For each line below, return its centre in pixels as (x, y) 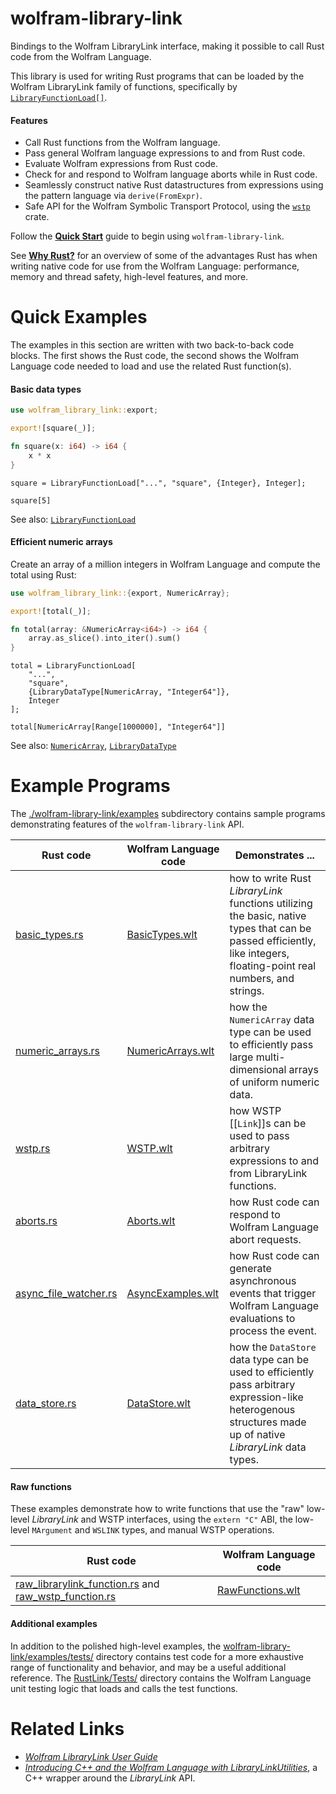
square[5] (31, 500)
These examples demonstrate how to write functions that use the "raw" (157, 1509)
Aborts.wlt (151, 1221)
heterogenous (262, 1410)
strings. (247, 991)
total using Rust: (43, 574)
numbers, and (262, 979)
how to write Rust (270, 879)
